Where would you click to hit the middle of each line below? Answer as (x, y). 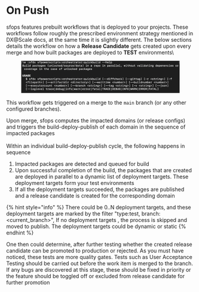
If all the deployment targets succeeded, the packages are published (99, 189)
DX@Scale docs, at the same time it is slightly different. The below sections (99, 39)
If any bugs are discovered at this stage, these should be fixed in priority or (99, 269)
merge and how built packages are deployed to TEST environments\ (90, 52)
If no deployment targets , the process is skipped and (121, 220)
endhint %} (20, 232)
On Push (28, 10)
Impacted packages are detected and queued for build (82, 164)
